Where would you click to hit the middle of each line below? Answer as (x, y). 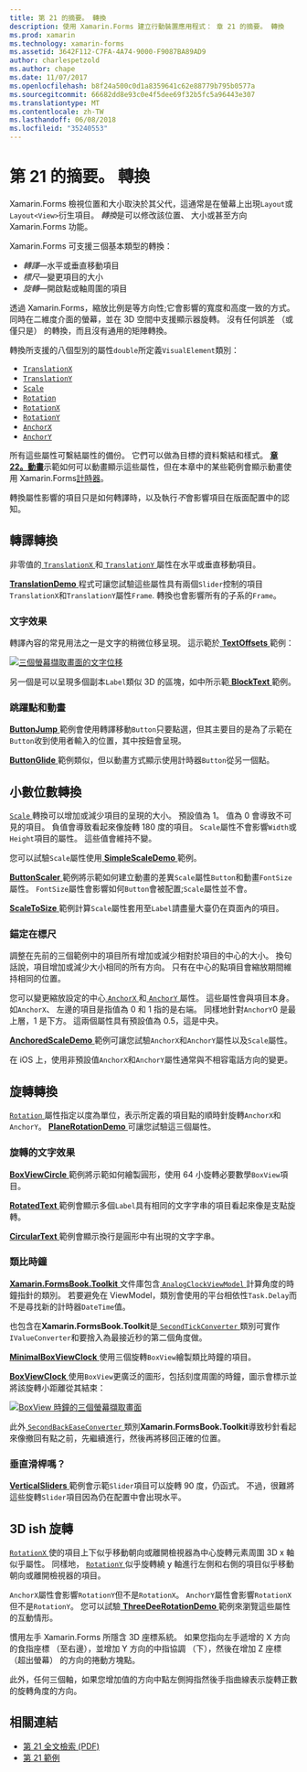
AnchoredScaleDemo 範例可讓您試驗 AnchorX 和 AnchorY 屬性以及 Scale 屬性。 (151, 1040)
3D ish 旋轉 (42, 1529)
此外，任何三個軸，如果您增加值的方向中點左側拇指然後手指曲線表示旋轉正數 (153, 1679)
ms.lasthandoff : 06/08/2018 (63, 120)
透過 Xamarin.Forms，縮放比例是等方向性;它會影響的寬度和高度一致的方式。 (152, 307)
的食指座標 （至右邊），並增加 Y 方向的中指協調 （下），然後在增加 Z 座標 (145, 1648)
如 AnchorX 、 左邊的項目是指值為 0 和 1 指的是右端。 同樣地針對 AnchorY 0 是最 (153, 1010)
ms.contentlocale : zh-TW (57, 112)
